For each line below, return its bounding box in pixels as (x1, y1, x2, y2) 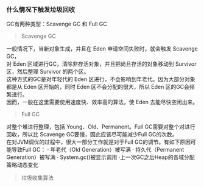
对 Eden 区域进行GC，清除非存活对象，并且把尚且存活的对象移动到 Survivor (6, 60, 197, 68)
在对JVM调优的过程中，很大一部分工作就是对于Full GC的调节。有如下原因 (6, 138, 191, 146)
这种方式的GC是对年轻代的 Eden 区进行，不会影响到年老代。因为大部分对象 (6, 76, 195, 83)
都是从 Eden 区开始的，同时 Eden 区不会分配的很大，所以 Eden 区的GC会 (6, 83, 190, 91)
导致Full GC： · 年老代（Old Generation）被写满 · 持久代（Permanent (11, 146, 185, 153)
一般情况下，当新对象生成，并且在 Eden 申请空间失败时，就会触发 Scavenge (6, 45, 198, 52)
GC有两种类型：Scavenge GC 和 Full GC (6, 20, 108, 28)
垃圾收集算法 (21, 174, 54, 182)
